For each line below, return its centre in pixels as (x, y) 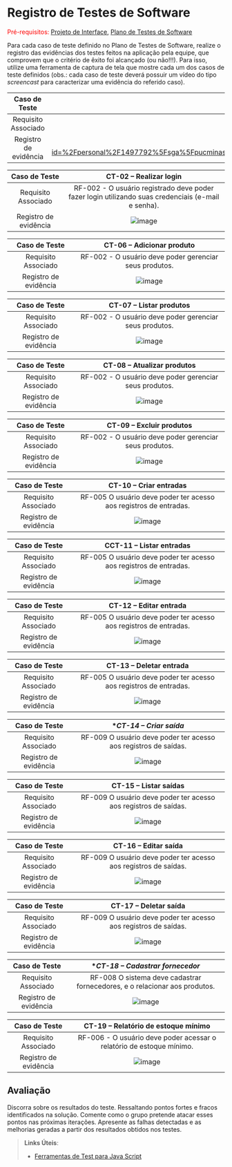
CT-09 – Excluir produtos (149, 425)
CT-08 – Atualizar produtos (149, 365)
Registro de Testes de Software (99, 13)
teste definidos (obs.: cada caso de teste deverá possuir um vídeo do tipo (112, 75)
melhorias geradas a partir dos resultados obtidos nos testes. (94, 1129)
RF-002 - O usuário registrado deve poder (144, 188)
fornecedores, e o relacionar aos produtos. (146, 986)
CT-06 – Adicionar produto (149, 245)
